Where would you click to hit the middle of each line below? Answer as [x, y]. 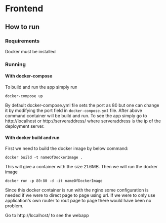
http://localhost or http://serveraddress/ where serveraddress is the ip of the [83, 121]
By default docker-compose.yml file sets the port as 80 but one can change [82, 105]
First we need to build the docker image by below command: [67, 149]
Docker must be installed [30, 51]
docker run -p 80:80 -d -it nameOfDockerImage [54, 181]
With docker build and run [32, 137]
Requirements [22, 41]
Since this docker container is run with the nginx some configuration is [77, 190]
